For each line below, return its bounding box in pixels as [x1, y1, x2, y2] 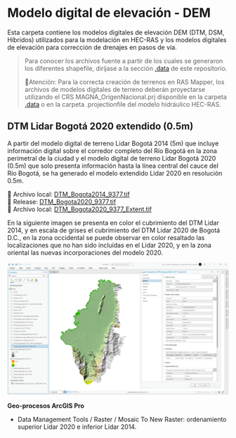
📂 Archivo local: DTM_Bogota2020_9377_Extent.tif [7, 205, 152, 213]
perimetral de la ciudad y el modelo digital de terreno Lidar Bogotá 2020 [7, 154, 216, 162]
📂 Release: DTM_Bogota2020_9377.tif [7, 197, 117, 206]
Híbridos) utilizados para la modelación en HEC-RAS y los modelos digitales [7, 35, 227, 44]
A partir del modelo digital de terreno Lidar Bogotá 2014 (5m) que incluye [7, 139, 219, 147]
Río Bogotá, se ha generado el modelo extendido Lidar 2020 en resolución [7, 168, 223, 177]
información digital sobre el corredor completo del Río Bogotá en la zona [7, 146, 218, 155]
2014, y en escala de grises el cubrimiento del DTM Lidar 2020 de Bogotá [7, 226, 221, 234]
